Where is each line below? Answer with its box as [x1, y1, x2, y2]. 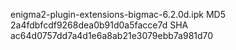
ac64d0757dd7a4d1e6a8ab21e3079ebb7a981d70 [10, 30, 214, 41]
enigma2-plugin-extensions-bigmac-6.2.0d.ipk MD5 [10, 9, 227, 20]
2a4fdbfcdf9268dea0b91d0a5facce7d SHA [10, 19, 189, 31]
